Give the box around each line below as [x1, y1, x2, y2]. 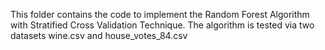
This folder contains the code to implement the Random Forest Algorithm [10, 9, 310, 20]
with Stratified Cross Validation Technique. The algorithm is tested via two [10, 19, 315, 31]
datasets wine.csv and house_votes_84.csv [10, 30, 188, 41]
